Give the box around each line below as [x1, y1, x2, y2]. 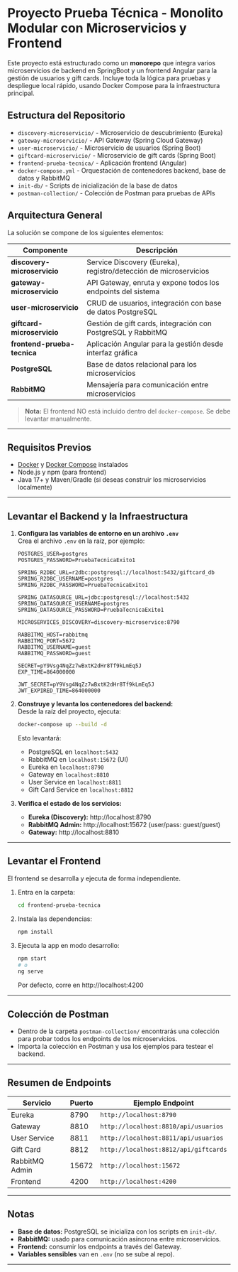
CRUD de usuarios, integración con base [86, 298, 222, 308]
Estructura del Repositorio [7, 109, 125, 122]
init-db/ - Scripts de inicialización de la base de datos [17, 181, 178, 190]
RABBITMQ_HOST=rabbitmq [17, 631, 89, 639]
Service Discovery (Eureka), [86, 257, 181, 267]
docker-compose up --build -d [17, 721, 108, 728]
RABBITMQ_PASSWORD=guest [17, 650, 91, 657]
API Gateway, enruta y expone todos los [86, 277, 220, 287]
